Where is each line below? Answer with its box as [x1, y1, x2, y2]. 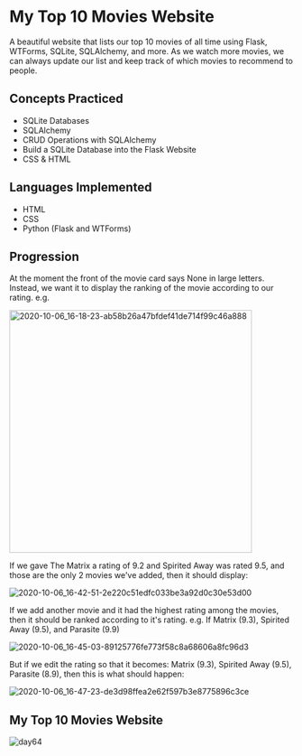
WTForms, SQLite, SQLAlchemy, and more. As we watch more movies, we [9, 45, 285, 56]
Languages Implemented [9, 180, 152, 195]
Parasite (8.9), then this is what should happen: [9, 668, 185, 679]
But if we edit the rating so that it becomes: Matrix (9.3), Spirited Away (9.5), [9, 659, 292, 670]
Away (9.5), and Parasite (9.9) [9, 624, 120, 635]
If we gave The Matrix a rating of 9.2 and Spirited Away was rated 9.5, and [9, 560, 285, 571]
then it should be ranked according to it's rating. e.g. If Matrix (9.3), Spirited [9, 614, 290, 625]
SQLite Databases [22, 115, 90, 126]
